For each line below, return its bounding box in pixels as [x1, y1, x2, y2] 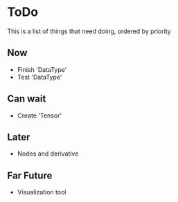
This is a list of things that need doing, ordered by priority [7, 27, 171, 35]
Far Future [7, 169, 53, 181]
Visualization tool [17, 188, 66, 196]
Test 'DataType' [17, 73, 62, 81]
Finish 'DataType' [17, 65, 67, 73]
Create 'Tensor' [17, 111, 62, 120]
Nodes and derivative [17, 149, 79, 158]
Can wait [7, 93, 46, 104]
